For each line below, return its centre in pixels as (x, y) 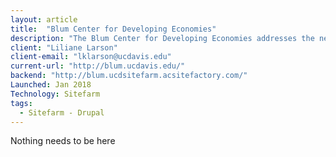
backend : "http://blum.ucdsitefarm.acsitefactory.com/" (129, 76)
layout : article (44, 19)
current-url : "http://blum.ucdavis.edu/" (98, 66)
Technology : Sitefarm (55, 94)
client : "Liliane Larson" (64, 47)
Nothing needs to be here (63, 141)
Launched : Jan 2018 (51, 85)
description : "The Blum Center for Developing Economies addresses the (162, 38)
